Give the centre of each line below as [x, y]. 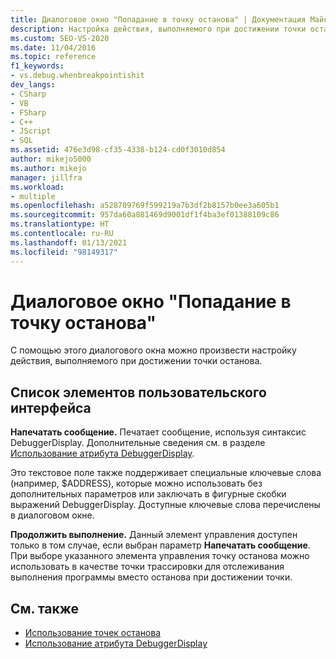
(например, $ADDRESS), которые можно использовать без [136, 483]
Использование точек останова [93, 633]
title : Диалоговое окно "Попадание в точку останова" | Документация [158, 19]
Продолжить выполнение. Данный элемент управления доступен [154, 535]
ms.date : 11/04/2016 [53, 47]
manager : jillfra [46, 177]
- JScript [31, 131]
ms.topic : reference [53, 57]
